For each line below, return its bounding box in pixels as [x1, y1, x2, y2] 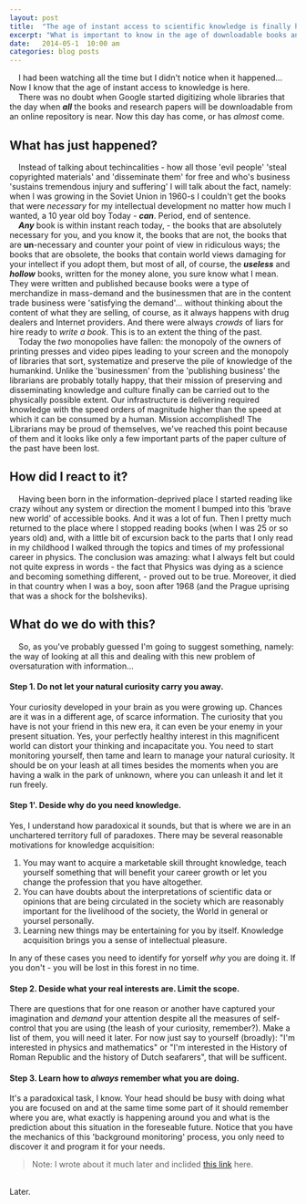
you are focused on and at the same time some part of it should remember [9, 1103, 289, 1114]
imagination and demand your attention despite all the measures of [9, 1013, 261, 1024]
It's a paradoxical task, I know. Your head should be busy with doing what [9, 1093, 285, 1104]
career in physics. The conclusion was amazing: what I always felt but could [9, 551, 295, 562]
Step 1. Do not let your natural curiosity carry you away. [9, 681, 224, 692]
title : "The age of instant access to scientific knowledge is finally [9, 22, 291, 31]
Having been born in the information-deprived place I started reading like [17, 493, 293, 504]
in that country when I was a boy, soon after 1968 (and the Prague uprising [9, 580, 290, 591]
